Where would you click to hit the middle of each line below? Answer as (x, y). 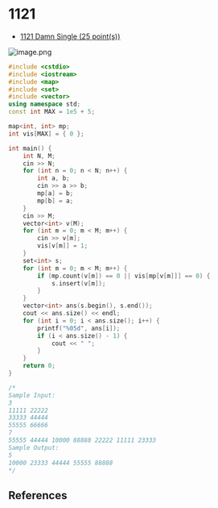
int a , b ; (53, 178)
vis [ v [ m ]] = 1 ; (63, 246)
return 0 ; (39, 366)
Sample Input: (32, 395)
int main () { (30, 148)
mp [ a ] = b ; (56, 194)
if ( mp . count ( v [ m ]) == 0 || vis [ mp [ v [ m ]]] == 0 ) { (124, 276)
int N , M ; (39, 156)
